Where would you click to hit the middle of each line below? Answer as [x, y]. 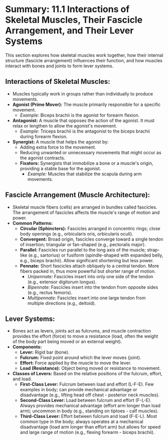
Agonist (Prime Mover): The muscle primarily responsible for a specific [87, 104]
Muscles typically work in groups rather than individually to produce [83, 93]
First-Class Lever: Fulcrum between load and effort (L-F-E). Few [87, 384]
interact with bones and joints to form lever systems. [59, 66]
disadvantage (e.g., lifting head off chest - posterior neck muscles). [90, 395]
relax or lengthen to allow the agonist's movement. [65, 126]
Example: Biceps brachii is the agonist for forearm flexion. [80, 115]
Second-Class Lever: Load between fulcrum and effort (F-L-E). [86, 400]
